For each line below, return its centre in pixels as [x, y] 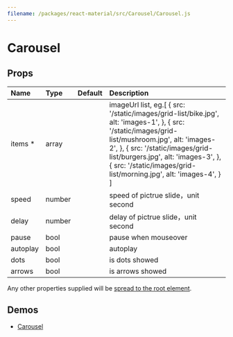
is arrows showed [138, 271]
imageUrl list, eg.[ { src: [147, 105]
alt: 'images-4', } [193, 174]
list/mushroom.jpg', [140, 139]
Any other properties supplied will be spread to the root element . [100, 288]
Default [90, 93]
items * [23, 144]
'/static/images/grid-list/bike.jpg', [164, 113]
